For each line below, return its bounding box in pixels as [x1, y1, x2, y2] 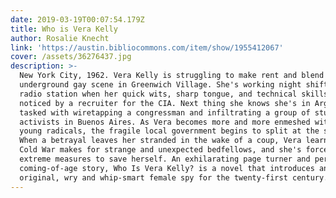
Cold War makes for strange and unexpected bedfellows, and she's [19, 145, 302, 155]
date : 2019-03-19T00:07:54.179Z [10, 14, 145, 25]
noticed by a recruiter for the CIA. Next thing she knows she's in [19, 98, 311, 108]
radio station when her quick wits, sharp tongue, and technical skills [19, 89, 329, 99]
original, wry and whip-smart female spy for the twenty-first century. [19, 172, 329, 183]
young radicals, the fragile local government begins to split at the [19, 126, 320, 136]
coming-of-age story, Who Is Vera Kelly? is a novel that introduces [19, 163, 315, 173]
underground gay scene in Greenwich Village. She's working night [19, 80, 302, 90]
